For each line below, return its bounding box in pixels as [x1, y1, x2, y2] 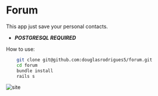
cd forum [16, 62, 38, 68]
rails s [16, 73, 35, 79]
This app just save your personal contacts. [6, 23, 108, 30]
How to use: [6, 45, 35, 53]
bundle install [16, 68, 54, 74]
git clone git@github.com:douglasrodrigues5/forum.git [16, 57, 153, 63]
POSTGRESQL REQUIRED [14, 34, 76, 41]
